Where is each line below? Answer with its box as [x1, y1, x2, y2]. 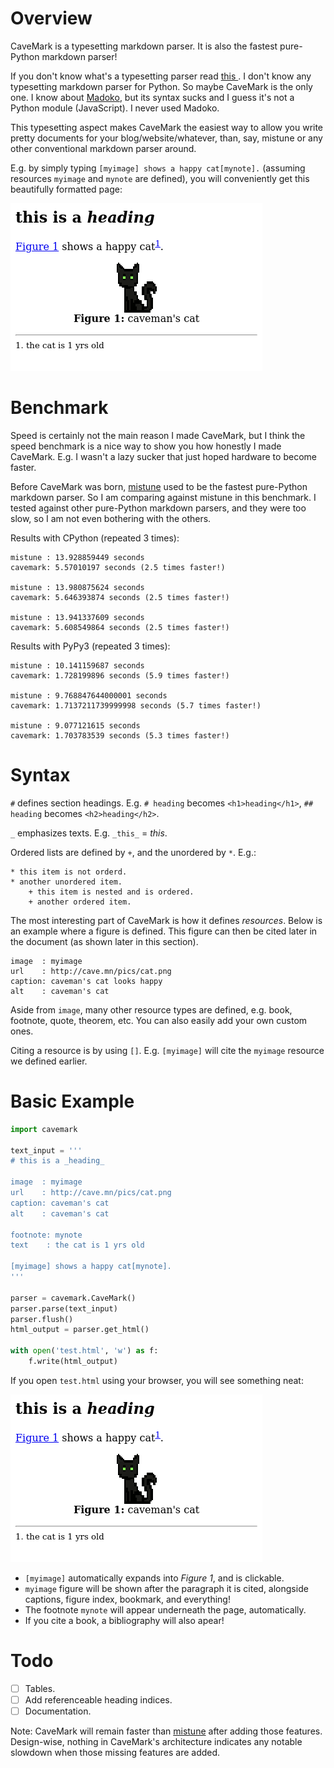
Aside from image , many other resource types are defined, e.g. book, [10, 1003, 293, 1016]
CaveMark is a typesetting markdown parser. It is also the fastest [10, 40, 278, 52]
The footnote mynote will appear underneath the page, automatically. [24, 1603, 307, 1616]
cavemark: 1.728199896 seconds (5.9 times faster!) [10, 670, 230, 681]
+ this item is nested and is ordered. [28, 887, 195, 897]
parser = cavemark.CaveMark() [10, 1293, 137, 1303]
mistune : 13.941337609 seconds [10, 612, 145, 622]
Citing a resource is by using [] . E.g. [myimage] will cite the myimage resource [10, 1044, 325, 1056]
